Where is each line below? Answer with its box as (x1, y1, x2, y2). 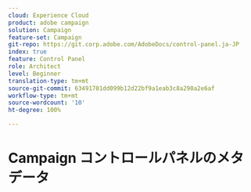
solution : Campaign (8, 26, 72, 34)
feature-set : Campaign (8, 33, 82, 42)
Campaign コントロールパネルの (8, 150, 217, 167)
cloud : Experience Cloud (8, 11, 89, 20)
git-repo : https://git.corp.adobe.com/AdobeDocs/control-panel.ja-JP (8, 41, 240, 49)
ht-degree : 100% (8, 107, 61, 114)
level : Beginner (8, 70, 61, 78)
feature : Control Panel (8, 56, 86, 63)
